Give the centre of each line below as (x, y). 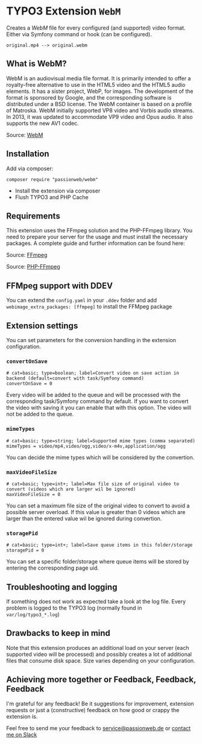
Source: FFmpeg (27, 255)
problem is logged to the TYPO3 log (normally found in (74, 608)
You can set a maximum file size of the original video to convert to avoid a (98, 506)
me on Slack (22, 734)
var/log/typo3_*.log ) (33, 614)
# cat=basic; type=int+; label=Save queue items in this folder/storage (99, 545)
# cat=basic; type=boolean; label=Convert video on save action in (93, 373)
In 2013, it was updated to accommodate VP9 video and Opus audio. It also (99, 116)
